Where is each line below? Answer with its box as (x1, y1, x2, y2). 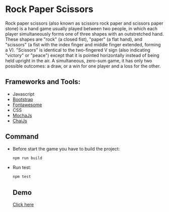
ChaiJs (12, 117, 27, 124)
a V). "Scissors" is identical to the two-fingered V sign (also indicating (5, 47, 150, 53)
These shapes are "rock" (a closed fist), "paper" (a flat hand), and (5, 36, 143, 42)
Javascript (12, 91, 35, 97)
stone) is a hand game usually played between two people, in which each (5, 25, 158, 31)
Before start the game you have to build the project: (12, 146, 120, 152)
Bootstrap (12, 96, 33, 102)
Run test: (12, 165, 31, 171)
